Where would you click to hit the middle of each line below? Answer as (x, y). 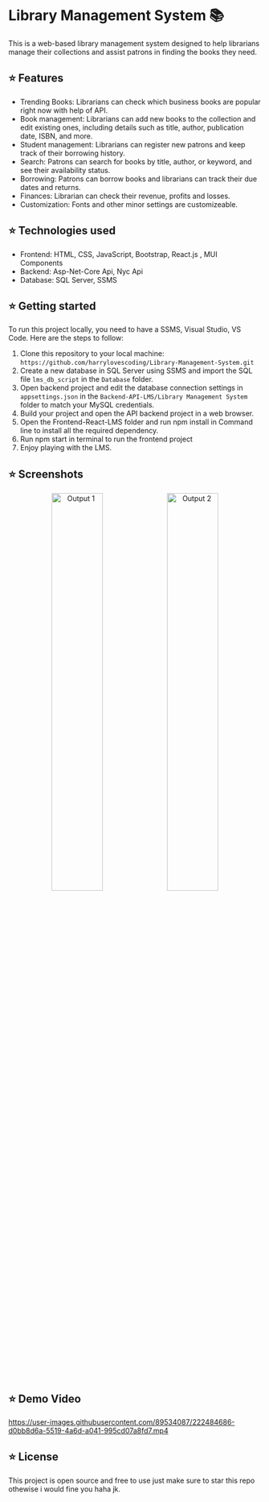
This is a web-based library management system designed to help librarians (134, 43)
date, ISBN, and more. (56, 136)
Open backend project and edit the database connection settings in (131, 388)
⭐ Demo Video (45, 1399)
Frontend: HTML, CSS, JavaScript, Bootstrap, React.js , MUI (119, 254)
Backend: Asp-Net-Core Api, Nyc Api (81, 271)
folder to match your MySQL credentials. (87, 405)
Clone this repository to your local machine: (92, 354)
